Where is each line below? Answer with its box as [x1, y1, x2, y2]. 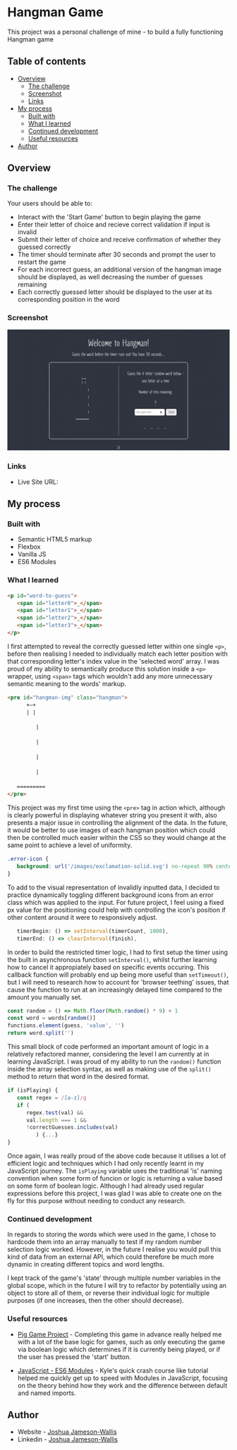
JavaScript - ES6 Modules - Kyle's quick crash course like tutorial [17, 1366, 209, 1375]
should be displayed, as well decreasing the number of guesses [17, 273, 203, 281]
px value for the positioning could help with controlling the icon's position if [7, 906, 226, 914]
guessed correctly [17, 243, 71, 251]
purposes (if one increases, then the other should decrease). [7, 1296, 184, 1305]
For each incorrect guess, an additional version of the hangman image [17, 265, 222, 274]
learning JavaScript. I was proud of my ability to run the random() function [7, 1057, 221, 1066]
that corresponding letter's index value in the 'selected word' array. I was [7, 657, 220, 665]
